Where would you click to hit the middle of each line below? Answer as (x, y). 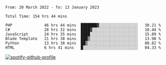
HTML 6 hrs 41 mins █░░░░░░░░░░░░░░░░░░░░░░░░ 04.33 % (83, 48)
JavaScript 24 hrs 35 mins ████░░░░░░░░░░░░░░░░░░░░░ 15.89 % (83, 34)
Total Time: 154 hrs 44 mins (36, 16)
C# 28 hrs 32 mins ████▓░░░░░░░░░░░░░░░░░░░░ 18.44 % (83, 30)
